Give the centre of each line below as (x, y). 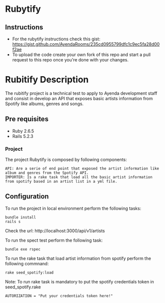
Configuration (27, 197)
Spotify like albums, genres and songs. (44, 104)
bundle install (21, 217)
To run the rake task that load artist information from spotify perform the (78, 258)
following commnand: (27, 263)
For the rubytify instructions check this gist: (56, 39)
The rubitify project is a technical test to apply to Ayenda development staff (81, 93)
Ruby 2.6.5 (23, 131)
